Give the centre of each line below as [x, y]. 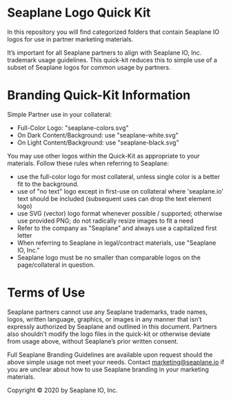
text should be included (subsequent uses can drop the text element [114, 198]
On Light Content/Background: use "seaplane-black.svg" [98, 142]
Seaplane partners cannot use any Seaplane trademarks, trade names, [108, 312]
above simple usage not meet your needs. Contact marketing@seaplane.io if [116, 362]
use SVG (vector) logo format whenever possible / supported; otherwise [120, 213]
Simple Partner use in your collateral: [60, 114]
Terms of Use [46, 293]
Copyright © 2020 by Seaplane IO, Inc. [62, 390]
